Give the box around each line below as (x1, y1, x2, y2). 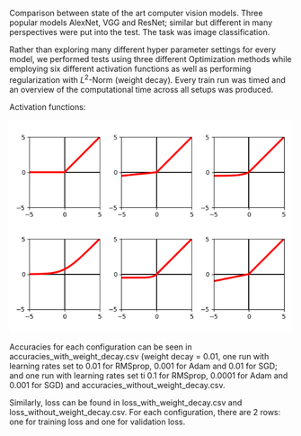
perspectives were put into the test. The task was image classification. (9, 27, 270, 37)
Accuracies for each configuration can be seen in (9, 341, 192, 352)
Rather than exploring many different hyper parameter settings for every (9, 44, 277, 55)
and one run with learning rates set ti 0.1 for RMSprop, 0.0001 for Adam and (9, 369, 288, 381)
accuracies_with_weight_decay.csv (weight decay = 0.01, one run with (9, 350, 270, 361)
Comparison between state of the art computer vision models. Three (9, 8, 263, 18)
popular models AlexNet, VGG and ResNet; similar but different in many (9, 17, 273, 28)
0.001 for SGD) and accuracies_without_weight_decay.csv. (9, 379, 226, 390)
